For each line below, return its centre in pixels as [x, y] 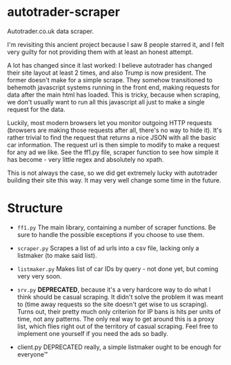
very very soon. [39, 276]
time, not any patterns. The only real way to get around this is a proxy [116, 319]
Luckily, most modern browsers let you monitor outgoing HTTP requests [110, 122]
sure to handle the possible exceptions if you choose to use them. [111, 234]
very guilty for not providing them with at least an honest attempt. [100, 52]
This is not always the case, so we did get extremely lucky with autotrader [112, 173]
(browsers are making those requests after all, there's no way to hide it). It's [114, 130]
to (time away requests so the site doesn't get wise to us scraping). [113, 304]
